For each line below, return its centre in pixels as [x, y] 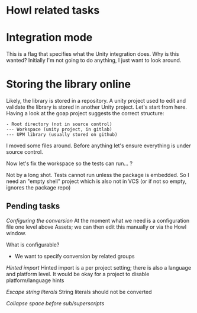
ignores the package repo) [38, 188]
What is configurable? [33, 245]
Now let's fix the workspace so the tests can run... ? [70, 163]
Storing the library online [69, 84]
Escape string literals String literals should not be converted [79, 292]
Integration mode [49, 38]
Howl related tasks [53, 10]
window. [16, 233]
